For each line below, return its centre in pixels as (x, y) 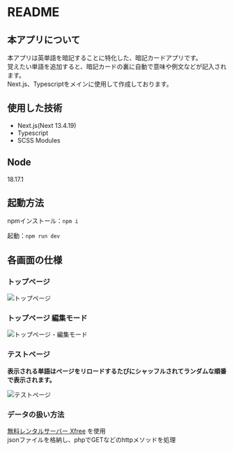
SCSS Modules (39, 140)
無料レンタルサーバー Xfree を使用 (56, 431)
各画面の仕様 (35, 260)
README (33, 12)
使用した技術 (35, 108)
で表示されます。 (31, 380)
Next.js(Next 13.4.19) (47, 125)
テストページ (29, 355)
